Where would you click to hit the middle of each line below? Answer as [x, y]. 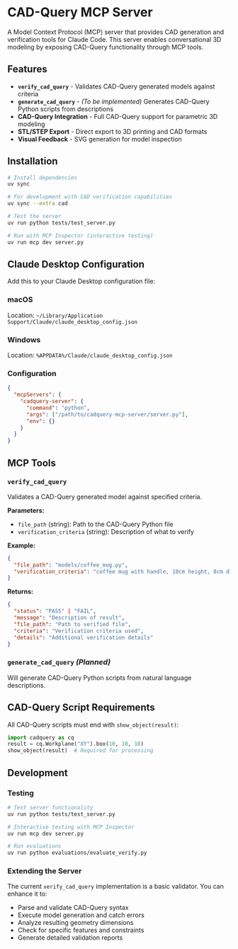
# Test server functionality [50, 807]
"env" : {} [40, 421]
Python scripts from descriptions [66, 109]
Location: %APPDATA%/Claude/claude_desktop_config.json [90, 355]
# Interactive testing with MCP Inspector [71, 827]
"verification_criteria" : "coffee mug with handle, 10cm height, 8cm [118, 572]
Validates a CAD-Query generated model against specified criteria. [105, 496]
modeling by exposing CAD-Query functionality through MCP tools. [106, 47]
